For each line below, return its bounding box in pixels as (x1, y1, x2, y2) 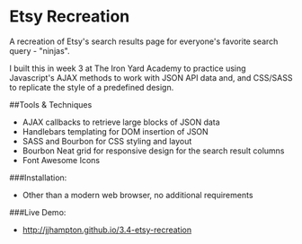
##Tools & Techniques (9, 99, 93, 109)
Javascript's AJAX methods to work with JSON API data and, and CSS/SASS (9, 72, 293, 83)
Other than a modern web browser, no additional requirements (22, 189, 253, 200)
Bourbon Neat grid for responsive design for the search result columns (22, 145, 285, 156)
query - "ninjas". (9, 45, 70, 56)
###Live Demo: (9, 206, 67, 217)
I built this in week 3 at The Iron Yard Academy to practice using (9, 63, 246, 74)
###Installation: (9, 172, 67, 183)
